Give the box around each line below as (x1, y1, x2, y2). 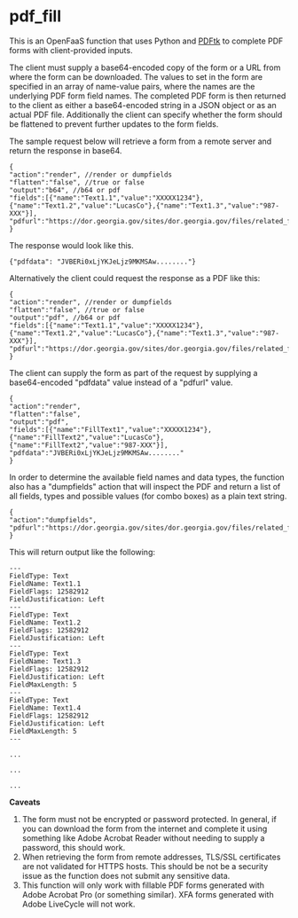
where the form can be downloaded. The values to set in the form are (9, 71, 263, 82)
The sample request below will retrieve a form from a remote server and (9, 136, 272, 146)
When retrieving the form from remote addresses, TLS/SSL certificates (21, 851, 281, 862)
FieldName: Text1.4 (9, 703, 82, 712)
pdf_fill (9, 6, 62, 27)
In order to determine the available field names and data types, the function (9, 472, 286, 483)
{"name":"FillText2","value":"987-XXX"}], (9, 441, 169, 450)
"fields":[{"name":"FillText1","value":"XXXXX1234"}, (9, 425, 213, 434)
